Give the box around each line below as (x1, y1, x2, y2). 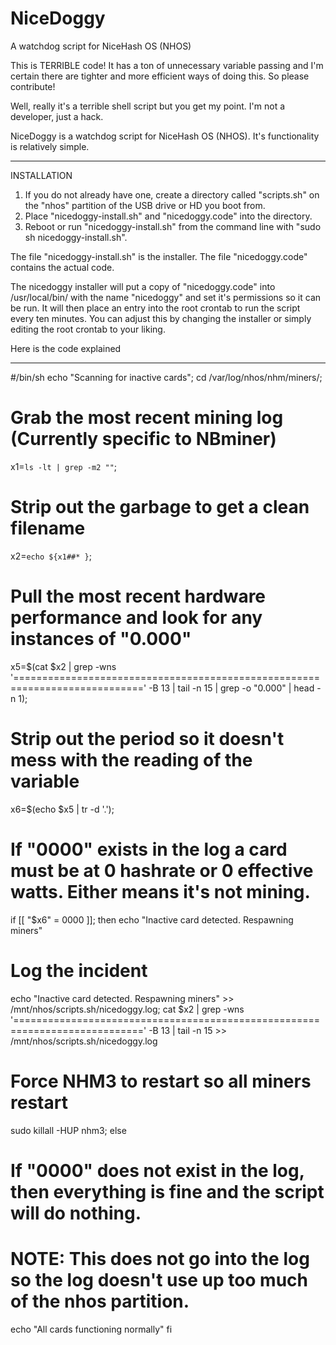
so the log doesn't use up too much (10, 1268, 309, 1291)
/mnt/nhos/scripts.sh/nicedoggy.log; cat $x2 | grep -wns (10, 1003, 245, 1015)
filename (10, 517, 86, 540)
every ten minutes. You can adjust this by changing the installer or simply (10, 312, 312, 324)
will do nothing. (10, 1202, 142, 1224)
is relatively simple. (10, 140, 90, 152)
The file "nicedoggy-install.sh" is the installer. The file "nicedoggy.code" (10, 250, 308, 262)
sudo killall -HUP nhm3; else (10, 1124, 127, 1136)
